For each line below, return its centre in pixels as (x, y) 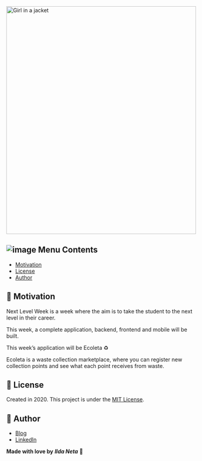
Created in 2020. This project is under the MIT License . (75, 400)
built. (13, 336)
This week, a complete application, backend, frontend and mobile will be (97, 329)
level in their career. (31, 318)
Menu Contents (68, 250)
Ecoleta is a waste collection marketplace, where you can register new (94, 359)
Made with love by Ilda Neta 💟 (45, 451)
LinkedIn (26, 440)
